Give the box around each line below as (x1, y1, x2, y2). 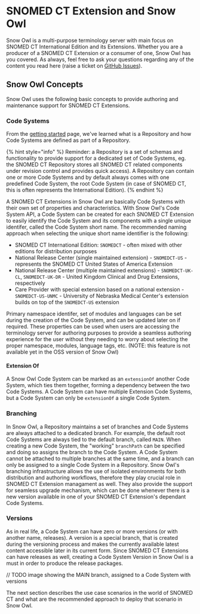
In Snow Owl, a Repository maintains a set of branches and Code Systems (6, 423, 189, 430)
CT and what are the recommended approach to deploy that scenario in (6, 595, 183, 603)
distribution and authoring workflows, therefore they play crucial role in (6, 474, 181, 481)
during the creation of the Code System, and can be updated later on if (6, 317, 181, 324)
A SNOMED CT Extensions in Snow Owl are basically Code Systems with (6, 198, 185, 205)
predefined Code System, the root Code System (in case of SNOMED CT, (6, 180, 186, 187)
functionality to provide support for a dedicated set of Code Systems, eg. (6, 154, 186, 162)
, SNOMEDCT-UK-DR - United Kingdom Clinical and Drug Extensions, (20, 273, 180, 281)
